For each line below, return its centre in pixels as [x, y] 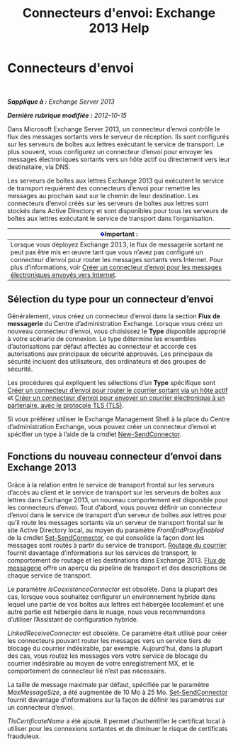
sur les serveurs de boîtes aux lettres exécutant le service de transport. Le [116, 144]
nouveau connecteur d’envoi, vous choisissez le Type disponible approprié [117, 331]
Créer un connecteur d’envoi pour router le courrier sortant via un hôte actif [118, 390]
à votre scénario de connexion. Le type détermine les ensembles [102, 339]
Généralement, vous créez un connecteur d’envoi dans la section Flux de [114, 316]
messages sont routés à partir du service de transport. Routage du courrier [117, 545]
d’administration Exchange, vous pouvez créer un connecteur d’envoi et [112, 427]
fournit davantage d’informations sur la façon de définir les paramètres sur [116, 699]
